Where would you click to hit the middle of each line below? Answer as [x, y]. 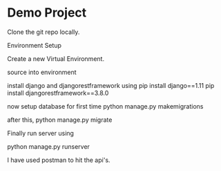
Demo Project [47, 13]
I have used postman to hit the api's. [59, 160]
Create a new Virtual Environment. [56, 58]
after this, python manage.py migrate [60, 120]
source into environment [42, 72]
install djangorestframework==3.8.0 [58, 93]
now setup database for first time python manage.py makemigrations [105, 106]
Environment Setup [35, 45]
